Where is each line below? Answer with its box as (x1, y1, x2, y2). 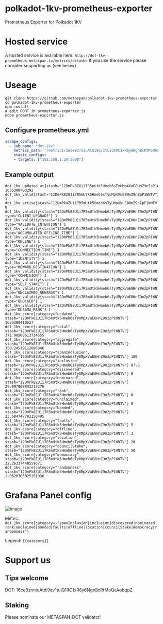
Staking (5, 601, 29, 609)
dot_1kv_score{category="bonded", (5, 405, 75, 410)
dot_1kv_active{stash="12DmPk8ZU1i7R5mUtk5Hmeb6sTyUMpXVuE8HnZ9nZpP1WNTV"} (5, 200, 162, 205)
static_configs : (14, 153, 47, 157)
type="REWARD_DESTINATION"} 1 (5, 264, 66, 270)
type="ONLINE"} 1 (5, 239, 40, 244)
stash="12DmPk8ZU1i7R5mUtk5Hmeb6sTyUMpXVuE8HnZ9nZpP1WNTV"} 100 (5, 354, 138, 359)
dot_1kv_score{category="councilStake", (5, 444, 88, 448)
